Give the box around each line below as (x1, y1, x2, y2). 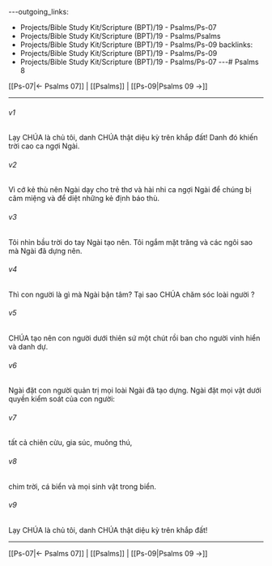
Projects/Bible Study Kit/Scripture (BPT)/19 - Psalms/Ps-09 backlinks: (19, 40, 253, 49)
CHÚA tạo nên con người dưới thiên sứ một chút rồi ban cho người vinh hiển (8, 333, 261, 343)
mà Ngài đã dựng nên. (8, 246, 83, 255)
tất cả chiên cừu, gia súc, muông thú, (8, 438, 133, 448)
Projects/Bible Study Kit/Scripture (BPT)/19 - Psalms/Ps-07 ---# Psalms (19, 57, 259, 66)
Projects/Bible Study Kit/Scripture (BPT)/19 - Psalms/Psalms (19, 32, 221, 41)
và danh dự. (8, 342, 49, 352)
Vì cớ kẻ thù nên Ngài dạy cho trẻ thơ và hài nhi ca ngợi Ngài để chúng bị (8, 185, 253, 195)
